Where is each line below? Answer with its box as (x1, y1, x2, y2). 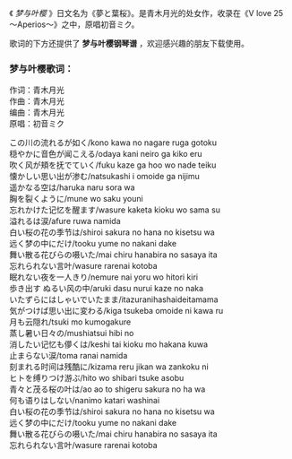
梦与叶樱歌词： (9, 62, 74, 74)
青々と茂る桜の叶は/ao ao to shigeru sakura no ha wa (9, 384, 206, 394)
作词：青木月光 (9, 84, 64, 96)
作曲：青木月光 (9, 96, 64, 107)
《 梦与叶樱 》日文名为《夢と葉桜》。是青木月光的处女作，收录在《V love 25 (9, 8, 284, 18)
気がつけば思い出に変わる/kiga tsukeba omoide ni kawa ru (9, 306, 224, 316)
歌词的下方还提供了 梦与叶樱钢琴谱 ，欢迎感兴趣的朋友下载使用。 (9, 39, 249, 48)
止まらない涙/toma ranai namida (9, 351, 128, 361)
